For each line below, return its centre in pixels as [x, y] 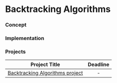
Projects [15, 51]
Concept [16, 25]
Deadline [99, 64]
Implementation [25, 38]
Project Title [46, 64]
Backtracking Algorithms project [45, 73]
